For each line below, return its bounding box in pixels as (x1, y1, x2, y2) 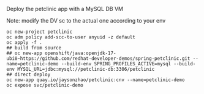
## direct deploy (6, 71, 51, 78)
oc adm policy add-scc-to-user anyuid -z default (6, 34, 136, 40)
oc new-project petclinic (6, 29, 72, 35)
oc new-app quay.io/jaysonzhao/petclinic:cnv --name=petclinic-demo (6, 77, 185, 83)
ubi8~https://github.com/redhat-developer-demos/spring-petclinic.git (6, 56, 191, 62)
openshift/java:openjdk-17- (45, 50, 116, 56)
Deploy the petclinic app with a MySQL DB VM (6, 5, 124, 12)
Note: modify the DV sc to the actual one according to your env (6, 17, 166, 24)
